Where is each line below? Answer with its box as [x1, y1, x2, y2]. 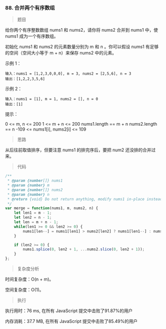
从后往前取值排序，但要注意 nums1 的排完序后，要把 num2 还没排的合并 [5, 147, 152, 153]
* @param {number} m [7, 183, 50, 188]
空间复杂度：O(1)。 [5, 287, 44, 293]
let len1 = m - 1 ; [14, 210, 52, 216]
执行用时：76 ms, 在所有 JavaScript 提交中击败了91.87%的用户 [5, 308, 133, 314]
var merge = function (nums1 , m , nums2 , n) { [5, 206, 98, 211]
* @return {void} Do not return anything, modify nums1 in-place [7, 196, 145, 201]
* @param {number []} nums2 [7, 187, 63, 192]
